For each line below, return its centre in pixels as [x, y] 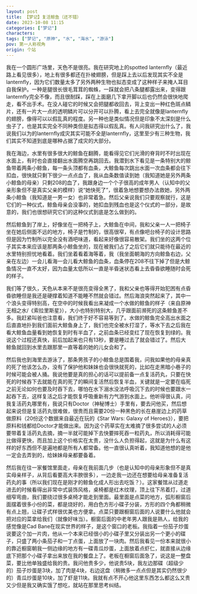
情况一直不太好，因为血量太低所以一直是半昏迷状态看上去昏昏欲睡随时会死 [101, 269]
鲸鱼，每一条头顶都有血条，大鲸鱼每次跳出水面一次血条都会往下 [114, 167]
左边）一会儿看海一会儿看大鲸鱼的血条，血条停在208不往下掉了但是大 [101, 261]
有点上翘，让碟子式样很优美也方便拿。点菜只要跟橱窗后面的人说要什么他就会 [98, 511]
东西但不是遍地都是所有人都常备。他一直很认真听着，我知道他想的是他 [106, 448]
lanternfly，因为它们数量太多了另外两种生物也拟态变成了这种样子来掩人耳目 [97, 82]
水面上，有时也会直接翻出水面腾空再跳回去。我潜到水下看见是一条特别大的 [96, 160]
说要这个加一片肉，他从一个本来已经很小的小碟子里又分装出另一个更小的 [93, 533]
